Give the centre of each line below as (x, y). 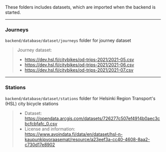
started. (13, 12)
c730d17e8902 (40, 145)
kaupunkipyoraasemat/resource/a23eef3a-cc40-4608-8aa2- (87, 139)
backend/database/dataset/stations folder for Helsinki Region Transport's (80, 98)
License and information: (50, 129)
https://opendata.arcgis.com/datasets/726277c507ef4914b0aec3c (92, 118)
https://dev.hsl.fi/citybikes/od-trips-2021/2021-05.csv (79, 60)
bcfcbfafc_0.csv (41, 123)
